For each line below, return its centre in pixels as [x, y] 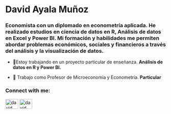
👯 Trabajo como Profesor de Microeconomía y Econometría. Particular [87, 77]
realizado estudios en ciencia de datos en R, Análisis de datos [83, 32]
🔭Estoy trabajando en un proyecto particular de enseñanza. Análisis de [88, 62]
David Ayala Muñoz [47, 9]
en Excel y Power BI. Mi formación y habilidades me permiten [82, 38]
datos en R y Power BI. [37, 67]
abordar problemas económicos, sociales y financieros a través [86, 44]
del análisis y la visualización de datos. [54, 51]
